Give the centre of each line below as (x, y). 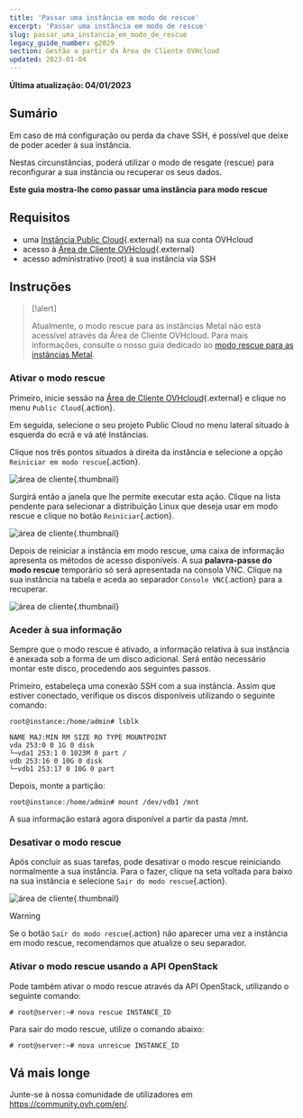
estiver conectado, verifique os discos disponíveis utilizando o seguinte (142, 696)
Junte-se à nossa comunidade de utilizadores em (101, 1095)
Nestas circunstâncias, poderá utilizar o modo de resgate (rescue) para (142, 162)
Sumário (34, 114)
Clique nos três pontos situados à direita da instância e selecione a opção (146, 452)
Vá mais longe (50, 1073)
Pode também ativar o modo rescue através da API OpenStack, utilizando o (149, 986)
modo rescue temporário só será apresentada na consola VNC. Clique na (146, 570)
